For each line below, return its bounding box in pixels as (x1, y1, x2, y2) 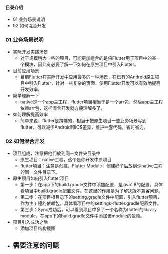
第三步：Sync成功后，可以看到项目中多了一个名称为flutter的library (20, 206, 157, 212)
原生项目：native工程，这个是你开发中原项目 (20, 156, 112, 162)
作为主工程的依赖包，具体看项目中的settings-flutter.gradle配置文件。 (20, 200, 162, 206)
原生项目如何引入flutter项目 (12, 175, 69, 181)
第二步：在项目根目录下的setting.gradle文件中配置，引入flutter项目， (20, 194, 162, 200)
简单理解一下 (12, 92, 39, 98)
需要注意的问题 (12, 241, 59, 250)
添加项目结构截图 (20, 225, 56, 231)
